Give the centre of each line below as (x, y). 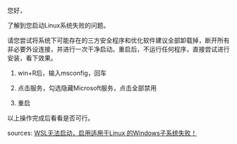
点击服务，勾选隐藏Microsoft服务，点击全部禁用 (87, 88)
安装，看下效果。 (32, 58)
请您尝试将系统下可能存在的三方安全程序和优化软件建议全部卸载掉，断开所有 (119, 40)
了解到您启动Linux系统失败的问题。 (59, 25)
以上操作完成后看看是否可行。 (50, 118)
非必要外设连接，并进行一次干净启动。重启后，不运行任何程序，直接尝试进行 (119, 49)
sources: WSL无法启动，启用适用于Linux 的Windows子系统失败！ (102, 133)
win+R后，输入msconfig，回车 (62, 73)
